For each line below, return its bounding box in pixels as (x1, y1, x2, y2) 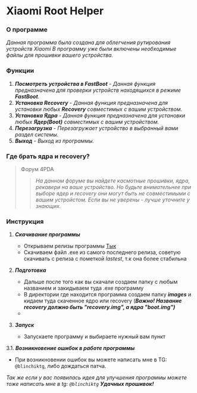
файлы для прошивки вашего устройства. (6, 52, 114, 59)
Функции (6, 67, 35, 75)
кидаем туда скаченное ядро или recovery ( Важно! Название (23, 297, 182, 305)
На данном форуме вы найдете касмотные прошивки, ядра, (35, 177, 190, 184)
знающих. (35, 203, 61, 210)
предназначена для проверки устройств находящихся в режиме (14, 86, 182, 94)
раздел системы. (14, 131, 59, 138)
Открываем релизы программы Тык (23, 243, 117, 250)
